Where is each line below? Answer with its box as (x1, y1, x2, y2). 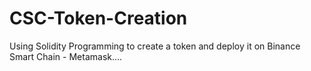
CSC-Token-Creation (9, 7, 188, 30)
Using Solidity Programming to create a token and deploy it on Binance (9, 40, 301, 52)
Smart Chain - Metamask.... (9, 50, 123, 62)
